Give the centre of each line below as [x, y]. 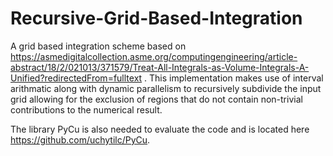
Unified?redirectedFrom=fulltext [76, 78]
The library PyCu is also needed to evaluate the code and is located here [160, 129]
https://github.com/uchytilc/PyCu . [80, 139]
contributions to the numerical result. [86, 109]
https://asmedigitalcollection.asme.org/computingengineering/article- [154, 56]
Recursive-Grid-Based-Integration [156, 18]
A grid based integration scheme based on [98, 46]
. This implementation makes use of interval [234, 78]
